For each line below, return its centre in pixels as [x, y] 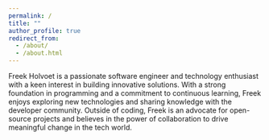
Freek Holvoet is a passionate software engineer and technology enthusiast [134, 76]
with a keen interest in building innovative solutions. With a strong [117, 84]
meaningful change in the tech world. [70, 127]
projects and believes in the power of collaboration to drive [131, 119]
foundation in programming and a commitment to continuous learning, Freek [135, 93]
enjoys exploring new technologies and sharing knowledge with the [120, 102]
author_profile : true [45, 31]
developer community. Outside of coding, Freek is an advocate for [118, 110]
